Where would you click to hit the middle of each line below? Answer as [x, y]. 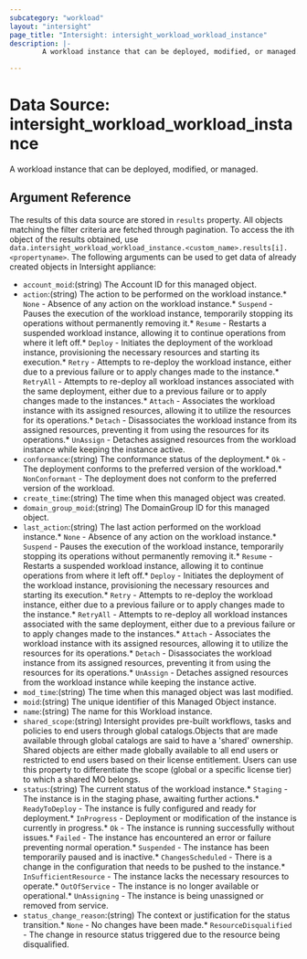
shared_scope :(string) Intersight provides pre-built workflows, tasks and [157, 721]
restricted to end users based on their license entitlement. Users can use [159, 760]
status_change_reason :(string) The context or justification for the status [156, 915]
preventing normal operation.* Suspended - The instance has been [146, 847]
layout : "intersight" [51, 26]
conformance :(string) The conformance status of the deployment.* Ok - [154, 458]
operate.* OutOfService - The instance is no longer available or [141, 886]
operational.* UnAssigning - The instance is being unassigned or [143, 895]
